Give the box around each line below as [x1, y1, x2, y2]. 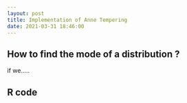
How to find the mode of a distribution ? [7, 48, 180, 60]
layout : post [7, 10, 45, 17]
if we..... [7, 67, 30, 75]
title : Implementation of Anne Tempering [7, 16, 128, 23]
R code [7, 87, 38, 98]
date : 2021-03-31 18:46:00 [7, 23, 85, 30]
